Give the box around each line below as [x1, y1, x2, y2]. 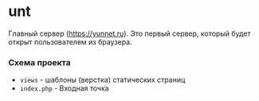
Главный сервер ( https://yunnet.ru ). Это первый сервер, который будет [8, 29, 251, 38]
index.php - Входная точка [19, 84, 109, 93]
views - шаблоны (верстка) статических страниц [19, 75, 186, 85]
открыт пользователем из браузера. [8, 37, 133, 46]
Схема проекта [8, 56, 71, 68]
